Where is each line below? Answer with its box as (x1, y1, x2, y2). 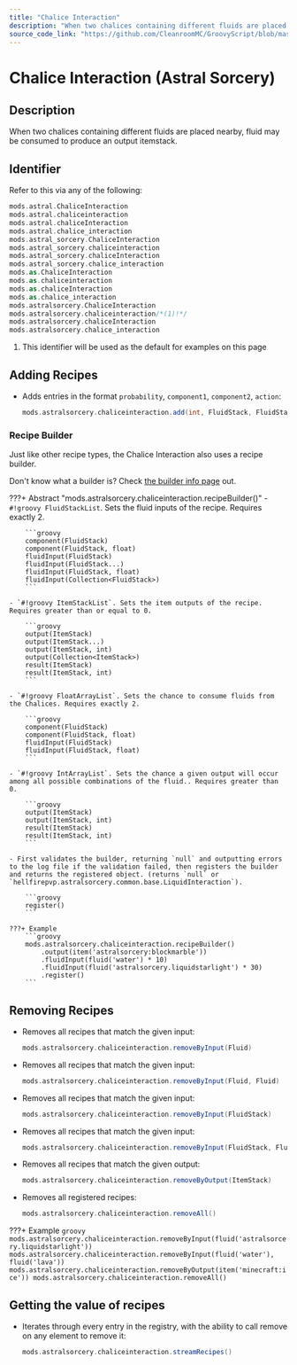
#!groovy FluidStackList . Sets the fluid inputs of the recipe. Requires (9, 503, 263, 513)
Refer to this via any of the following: (9, 185, 143, 196)
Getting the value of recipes (9, 1298, 165, 1313)
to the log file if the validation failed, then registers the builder (9, 862, 278, 871)
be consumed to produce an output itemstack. (9, 136, 179, 146)
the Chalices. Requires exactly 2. (9, 699, 141, 709)
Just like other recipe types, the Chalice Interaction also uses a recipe (9, 449, 263, 460)
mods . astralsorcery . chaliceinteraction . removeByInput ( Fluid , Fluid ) (21, 1076, 280, 1086)
